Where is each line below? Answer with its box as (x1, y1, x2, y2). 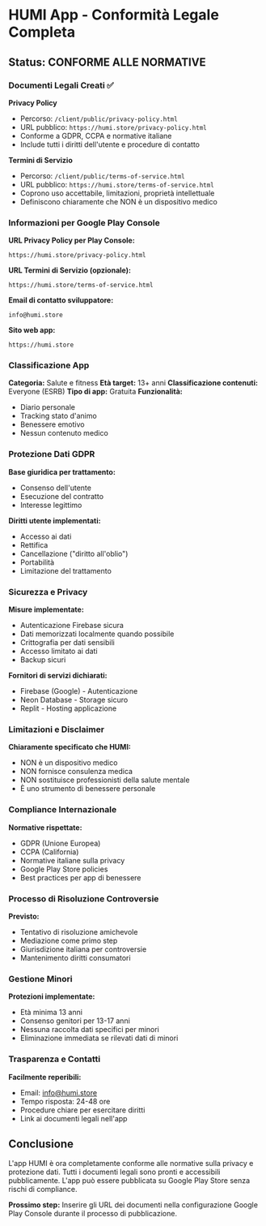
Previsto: (8, 911, 40, 921)
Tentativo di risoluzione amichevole (19, 927, 138, 936)
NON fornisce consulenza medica (19, 767, 133, 776)
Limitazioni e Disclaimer (8, 724, 105, 735)
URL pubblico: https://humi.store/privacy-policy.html (19, 122, 208, 131)
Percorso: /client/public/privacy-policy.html (19, 114, 178, 123)
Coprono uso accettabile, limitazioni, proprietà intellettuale (19, 188, 215, 198)
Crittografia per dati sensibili (19, 638, 115, 647)
